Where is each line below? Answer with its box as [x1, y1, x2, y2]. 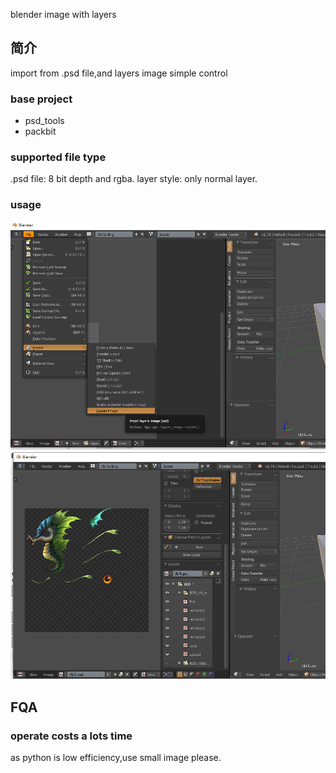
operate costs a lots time [10, 729, 133, 743]
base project [10, 92, 73, 106]
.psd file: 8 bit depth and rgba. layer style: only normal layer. [10, 173, 258, 185]
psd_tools [24, 115, 65, 127]
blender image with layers [10, 9, 117, 20]
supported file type [10, 150, 107, 164]
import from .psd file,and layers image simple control [10, 67, 228, 79]
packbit [24, 125, 57, 138]
